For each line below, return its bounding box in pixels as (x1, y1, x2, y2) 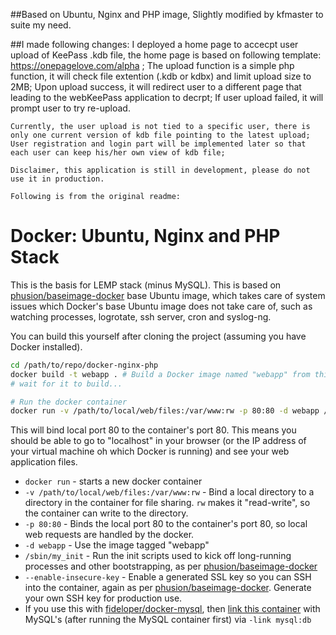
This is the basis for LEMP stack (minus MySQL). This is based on (10, 279, 282, 291)
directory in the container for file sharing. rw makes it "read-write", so (24, 497, 311, 509)
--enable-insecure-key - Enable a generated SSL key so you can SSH (24, 571, 312, 583)
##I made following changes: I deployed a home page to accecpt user (10, 39, 299, 50)
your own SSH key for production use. (24, 592, 183, 604)
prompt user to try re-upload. (10, 102, 131, 114)
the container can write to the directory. (24, 507, 189, 519)
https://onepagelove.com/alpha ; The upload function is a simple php (10, 60, 295, 71)
